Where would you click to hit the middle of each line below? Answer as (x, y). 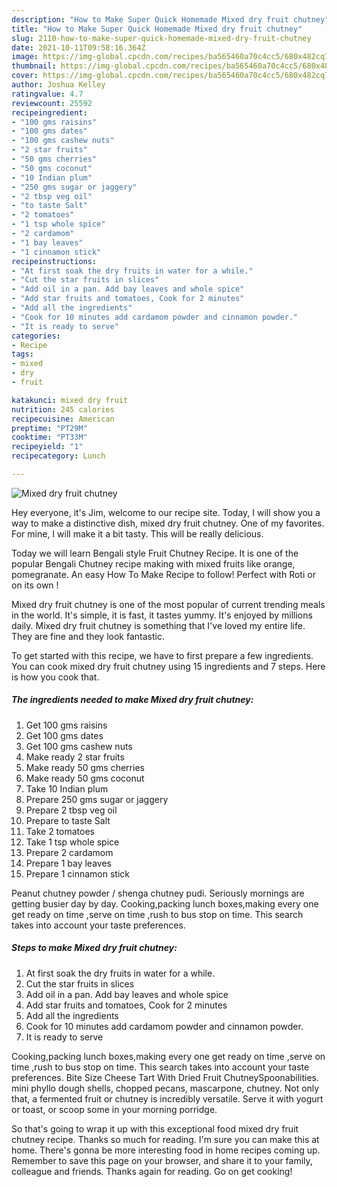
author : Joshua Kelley (58, 85)
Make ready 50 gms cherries (85, 767)
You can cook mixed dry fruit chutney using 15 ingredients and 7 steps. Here (168, 666)
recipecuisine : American (63, 419)
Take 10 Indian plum (67, 788)
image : (25, 57)
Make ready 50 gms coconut (85, 778)
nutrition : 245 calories (63, 409)
